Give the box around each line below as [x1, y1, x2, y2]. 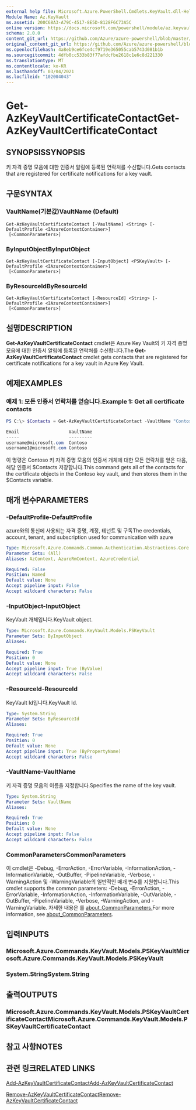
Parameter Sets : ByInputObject [6, 633, 82, 639]
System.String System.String [6, 970, 90, 978]
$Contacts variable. [6, 477, 54, 484]
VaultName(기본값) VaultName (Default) [6, 207, 119, 216]
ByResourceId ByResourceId [6, 282, 87, 291]
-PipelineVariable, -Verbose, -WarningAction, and [32, 897, 150, 904]
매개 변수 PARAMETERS [6, 495, 89, 505]
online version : [6, 25, 45, 31]
